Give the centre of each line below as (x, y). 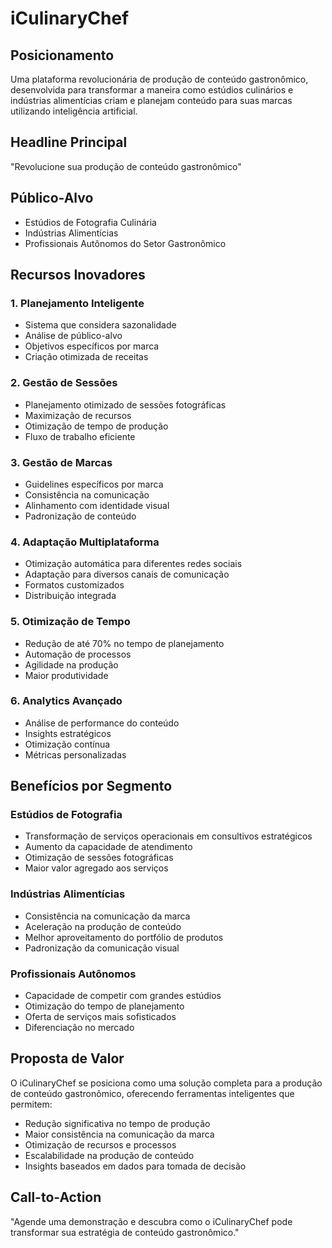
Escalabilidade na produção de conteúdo (109, 1155)
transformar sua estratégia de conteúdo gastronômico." (125, 1232)
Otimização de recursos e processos (100, 1144)
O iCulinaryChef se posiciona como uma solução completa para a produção (166, 1083)
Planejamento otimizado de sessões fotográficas (125, 404)
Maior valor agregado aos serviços (96, 868)
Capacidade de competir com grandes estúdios (123, 996)
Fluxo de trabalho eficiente (80, 436)
